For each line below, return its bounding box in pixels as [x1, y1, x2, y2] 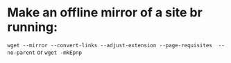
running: [7, 19, 58, 35]
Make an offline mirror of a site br [7, 5, 203, 21]
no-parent [7, 49, 36, 56]
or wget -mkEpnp [37, 48, 82, 56]
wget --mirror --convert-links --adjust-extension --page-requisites [7, 42, 213, 49]
